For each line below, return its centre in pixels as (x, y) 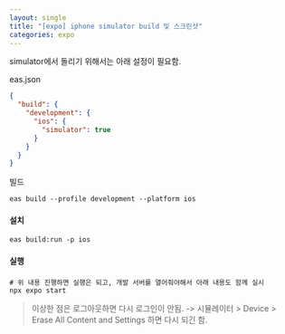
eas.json (25, 80)
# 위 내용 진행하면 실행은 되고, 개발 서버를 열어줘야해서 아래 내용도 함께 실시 (137, 282)
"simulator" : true (76, 129)
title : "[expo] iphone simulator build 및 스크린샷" (106, 26)
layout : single (38, 18)
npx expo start (38, 291)
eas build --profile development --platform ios (103, 199)
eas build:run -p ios (50, 240)
